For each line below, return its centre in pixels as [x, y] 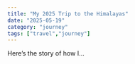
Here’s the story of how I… [46, 53]
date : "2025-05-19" [36, 20]
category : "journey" [38, 27]
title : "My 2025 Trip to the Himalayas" [68, 14]
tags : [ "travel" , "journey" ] [49, 33]
